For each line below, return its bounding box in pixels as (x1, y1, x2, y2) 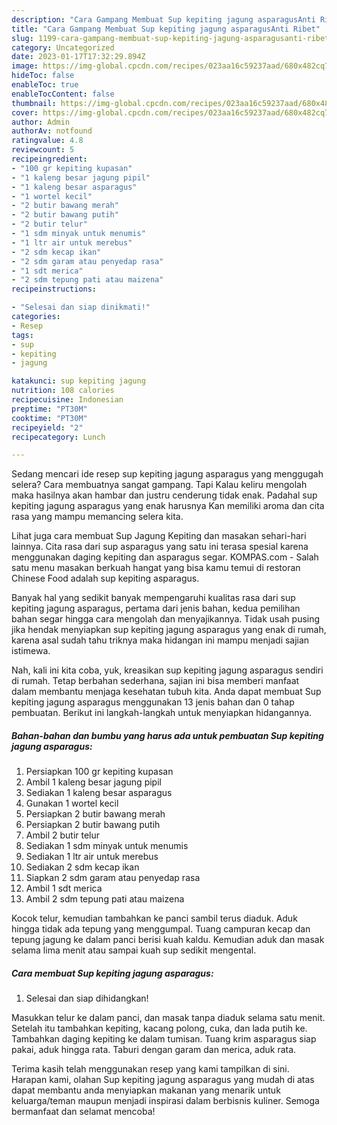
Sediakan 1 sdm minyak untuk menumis (25, 840, 189, 852)
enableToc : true (11, 80, 79, 90)
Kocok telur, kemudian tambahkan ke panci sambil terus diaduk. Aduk (11, 912, 298, 925)
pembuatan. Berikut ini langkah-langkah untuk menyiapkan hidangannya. (11, 707, 313, 719)
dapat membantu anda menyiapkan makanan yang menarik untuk (11, 1084, 281, 1096)
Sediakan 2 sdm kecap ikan (25, 861, 140, 873)
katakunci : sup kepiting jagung (11, 376, 146, 386)
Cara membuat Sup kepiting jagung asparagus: (11, 967, 214, 979)
